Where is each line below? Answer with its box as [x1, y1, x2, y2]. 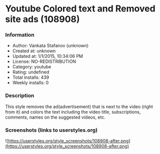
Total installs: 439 [12, 74, 49, 80]
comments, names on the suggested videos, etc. [5, 114, 106, 120]
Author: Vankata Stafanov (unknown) [12, 43, 89, 49]
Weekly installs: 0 [12, 80, 49, 86]
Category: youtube [12, 64, 51, 70]
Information [5, 31, 34, 38]
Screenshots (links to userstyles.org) [5, 127, 98, 134]
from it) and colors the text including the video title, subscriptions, [5, 109, 141, 115]
